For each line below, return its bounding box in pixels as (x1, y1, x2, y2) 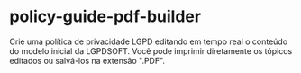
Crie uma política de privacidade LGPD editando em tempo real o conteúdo (9, 36, 288, 47)
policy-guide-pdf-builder (9, 6, 201, 27)
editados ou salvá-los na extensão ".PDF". (9, 55, 165, 66)
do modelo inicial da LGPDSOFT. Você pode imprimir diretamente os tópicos (9, 45, 293, 56)
